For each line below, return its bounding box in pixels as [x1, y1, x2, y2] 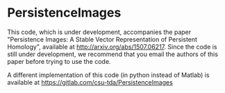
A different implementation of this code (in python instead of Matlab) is [7, 71, 210, 79]
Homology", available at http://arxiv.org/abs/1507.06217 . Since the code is [7, 42, 217, 51]
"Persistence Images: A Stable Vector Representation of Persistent [7, 35, 198, 43]
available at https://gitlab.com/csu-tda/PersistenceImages [7, 78, 174, 86]
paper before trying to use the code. [7, 57, 111, 65]
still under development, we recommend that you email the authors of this [7, 50, 219, 58]
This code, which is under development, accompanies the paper [7, 28, 192, 36]
